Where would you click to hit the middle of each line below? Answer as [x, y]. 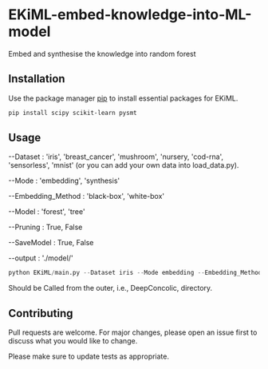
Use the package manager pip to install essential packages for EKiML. [123, 98]
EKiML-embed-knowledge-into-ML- [130, 15]
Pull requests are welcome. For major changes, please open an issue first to [133, 332]
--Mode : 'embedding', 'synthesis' [64, 181]
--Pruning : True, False [45, 227]
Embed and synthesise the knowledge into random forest [102, 54]
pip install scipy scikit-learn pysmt [73, 113]
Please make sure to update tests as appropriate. [89, 356]
